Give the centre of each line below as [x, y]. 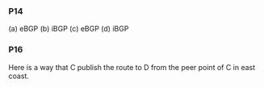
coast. [19, 76]
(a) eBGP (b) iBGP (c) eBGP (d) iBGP [69, 29]
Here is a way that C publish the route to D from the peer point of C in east [132, 67]
